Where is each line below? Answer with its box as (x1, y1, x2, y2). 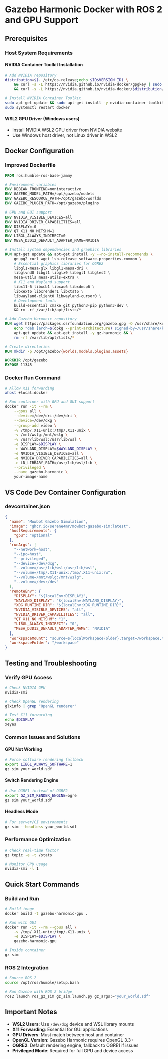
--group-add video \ (14, 422, 57, 428)
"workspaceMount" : (9, 636, 48, 641)
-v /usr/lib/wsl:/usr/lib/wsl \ (14, 437, 81, 442)
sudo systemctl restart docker (5, 105, 70, 110)
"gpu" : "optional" (14, 533, 52, 538)
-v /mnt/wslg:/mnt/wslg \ (14, 432, 68, 437)
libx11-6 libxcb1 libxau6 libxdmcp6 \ (14, 284, 95, 289)
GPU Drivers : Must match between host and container (12, 1031, 124, 1038)
